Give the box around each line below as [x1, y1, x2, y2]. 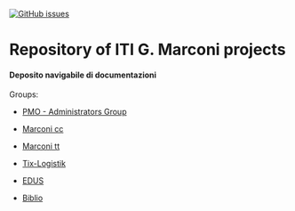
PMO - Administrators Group [21, 107, 127, 118]
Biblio [21, 192, 44, 204]
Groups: [9, 89, 39, 100]
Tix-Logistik [21, 158, 67, 169]
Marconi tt [21, 141, 60, 151]
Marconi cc [21, 124, 64, 134]
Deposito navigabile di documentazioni [9, 69, 157, 80]
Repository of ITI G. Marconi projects [9, 40, 286, 60]
